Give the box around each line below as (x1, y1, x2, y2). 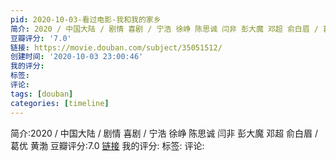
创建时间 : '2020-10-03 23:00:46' (10, 52, 144, 62)
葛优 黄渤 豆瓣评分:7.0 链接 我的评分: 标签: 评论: (10, 139, 205, 151)
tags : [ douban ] (10, 89, 74, 99)
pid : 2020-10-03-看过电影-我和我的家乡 (10, 14, 162, 25)
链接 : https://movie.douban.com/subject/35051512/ (10, 42, 223, 53)
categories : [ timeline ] (10, 98, 110, 108)
